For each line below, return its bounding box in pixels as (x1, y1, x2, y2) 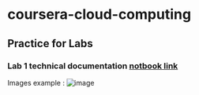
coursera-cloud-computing (7, 5, 191, 24)
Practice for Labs (7, 37, 94, 50)
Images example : (7, 78, 65, 87)
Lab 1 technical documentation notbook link (7, 60, 178, 71)
